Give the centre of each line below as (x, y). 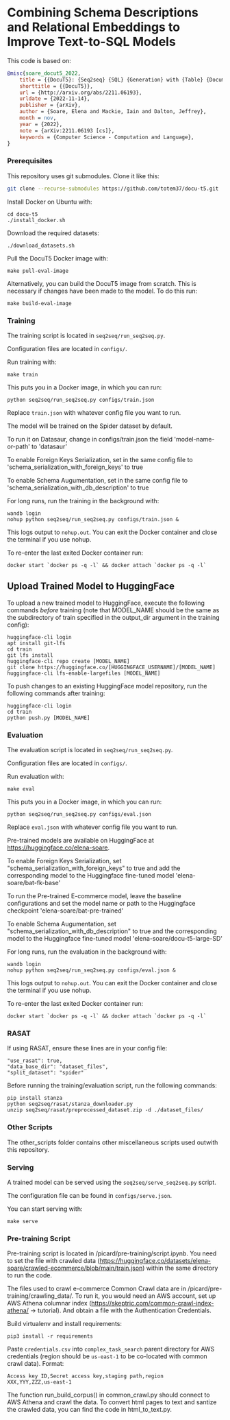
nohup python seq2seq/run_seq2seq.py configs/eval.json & (91, 971)
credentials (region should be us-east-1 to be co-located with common (107, 1356)
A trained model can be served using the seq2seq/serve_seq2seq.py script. (112, 1182)
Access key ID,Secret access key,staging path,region (86, 1376)
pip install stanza (35, 1098)
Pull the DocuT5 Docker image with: (57, 258)
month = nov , (38, 118)
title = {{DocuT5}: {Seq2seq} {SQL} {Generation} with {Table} (112, 80)
